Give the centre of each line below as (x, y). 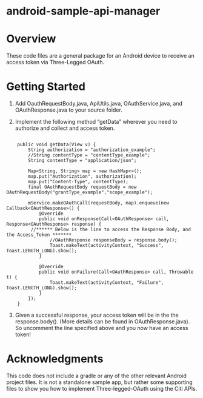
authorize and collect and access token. (65, 128)
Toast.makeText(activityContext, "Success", (107, 246)
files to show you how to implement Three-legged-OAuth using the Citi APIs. (102, 389)
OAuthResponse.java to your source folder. (68, 110)
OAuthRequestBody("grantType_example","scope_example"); (80, 192)
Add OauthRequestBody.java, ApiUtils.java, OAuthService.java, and (99, 104)
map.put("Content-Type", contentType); (78, 182)
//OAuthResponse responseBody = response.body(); (113, 240)
